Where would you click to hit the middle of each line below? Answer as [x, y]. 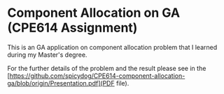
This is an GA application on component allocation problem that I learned [112, 47]
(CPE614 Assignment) [72, 28]
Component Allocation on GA [94, 13]
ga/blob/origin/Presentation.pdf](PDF [61, 83]
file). [122, 83]
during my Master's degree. [47, 55]
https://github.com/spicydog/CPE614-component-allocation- [97, 76]
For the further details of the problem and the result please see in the [107, 68]
